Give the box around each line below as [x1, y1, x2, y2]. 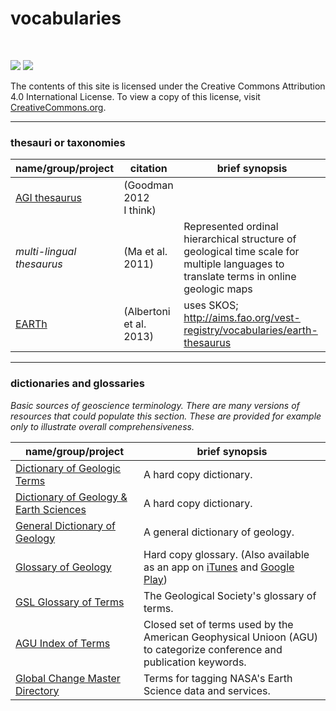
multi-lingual [15, 245, 77, 259]
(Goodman [123, 178, 174, 192]
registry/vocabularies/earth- [183, 323, 318, 337]
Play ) [143, 572, 168, 586]
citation [129, 162, 168, 176]
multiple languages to [183, 257, 285, 271]
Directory [15, 683, 60, 697]
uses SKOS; [183, 298, 239, 312]
